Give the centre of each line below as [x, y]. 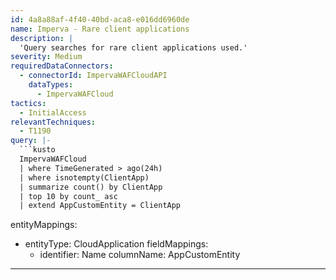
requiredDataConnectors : [62, 66]
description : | [42, 38]
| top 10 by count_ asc [68, 196]
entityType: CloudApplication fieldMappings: [116, 244]
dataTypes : [51, 85]
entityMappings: [44, 225]
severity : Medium [46, 57]
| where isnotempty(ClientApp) [84, 177]
